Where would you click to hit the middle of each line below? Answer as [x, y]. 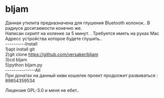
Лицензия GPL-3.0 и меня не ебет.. [42, 90]
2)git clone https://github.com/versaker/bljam [52, 54]
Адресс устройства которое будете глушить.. [54, 39]
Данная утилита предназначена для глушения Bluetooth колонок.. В [78, 23]
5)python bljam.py [24, 65]
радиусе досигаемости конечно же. [44, 28]
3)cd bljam [16, 59]
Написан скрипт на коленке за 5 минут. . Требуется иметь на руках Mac [82, 33]
